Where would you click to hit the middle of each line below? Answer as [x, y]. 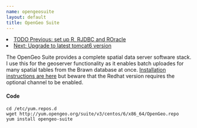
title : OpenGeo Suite [33, 23]
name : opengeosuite [30, 12]
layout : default [26, 17]
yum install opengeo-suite [39, 119]
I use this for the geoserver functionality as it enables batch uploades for [95, 63]
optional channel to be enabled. [45, 82]
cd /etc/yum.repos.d [32, 108]
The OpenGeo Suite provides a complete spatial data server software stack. [99, 57]
